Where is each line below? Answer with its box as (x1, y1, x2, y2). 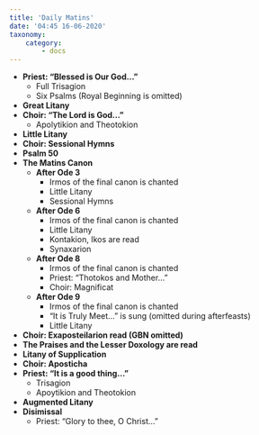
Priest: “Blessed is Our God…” (22, 71, 138, 82)
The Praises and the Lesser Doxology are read (22, 340, 198, 350)
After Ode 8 (35, 253, 81, 264)
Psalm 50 (22, 148, 58, 159)
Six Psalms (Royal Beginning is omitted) (35, 91, 183, 102)
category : (25, 38, 63, 48)
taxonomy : (9, 30, 47, 39)
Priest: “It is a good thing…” (22, 368, 129, 379)
